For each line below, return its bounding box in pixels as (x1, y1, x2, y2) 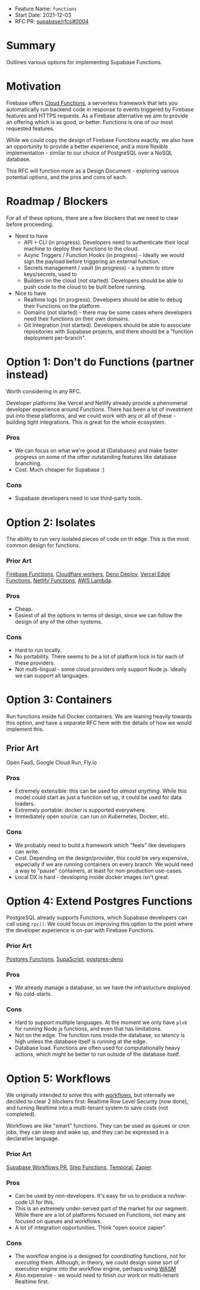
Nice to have (14, 289, 47, 297)
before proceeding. (6, 220, 54, 228)
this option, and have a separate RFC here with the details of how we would (6, 719, 192, 727)
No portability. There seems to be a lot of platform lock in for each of (14, 653, 184, 660)
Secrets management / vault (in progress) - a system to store (23, 264, 174, 271)
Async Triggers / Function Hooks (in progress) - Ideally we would (23, 251, 184, 258)
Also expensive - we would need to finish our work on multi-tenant (14, 1271, 179, 1279)
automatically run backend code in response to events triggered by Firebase (6, 105, 194, 113)
